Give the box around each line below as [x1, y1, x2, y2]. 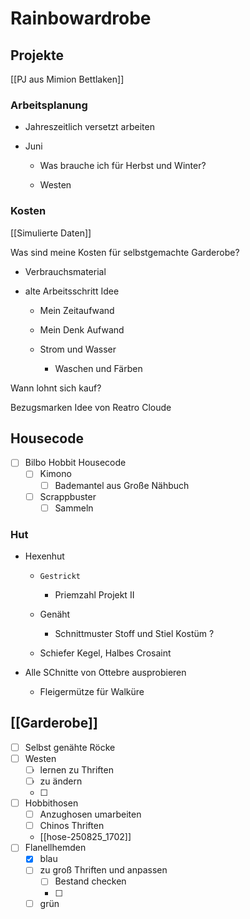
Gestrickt [39, 572, 82, 582]
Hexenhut [24, 550, 65, 562]
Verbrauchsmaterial [24, 265, 107, 277]
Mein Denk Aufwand [39, 323, 125, 336]
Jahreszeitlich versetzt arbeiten [24, 121, 155, 133]
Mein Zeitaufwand [39, 304, 115, 316]
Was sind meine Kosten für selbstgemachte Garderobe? [10, 246, 240, 258]
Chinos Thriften [39, 820, 105, 832]
